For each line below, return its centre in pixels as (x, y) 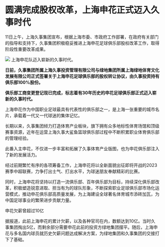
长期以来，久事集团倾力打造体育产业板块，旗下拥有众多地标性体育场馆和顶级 (82, 126)
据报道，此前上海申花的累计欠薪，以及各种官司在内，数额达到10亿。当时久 (80, 221)
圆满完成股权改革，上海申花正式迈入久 (82, 10)
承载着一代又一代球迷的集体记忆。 (48, 115)
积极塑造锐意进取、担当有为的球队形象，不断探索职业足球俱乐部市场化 (84, 188)
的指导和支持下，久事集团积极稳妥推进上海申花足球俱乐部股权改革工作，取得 (82, 43)
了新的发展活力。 (22, 155)
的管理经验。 (18, 138)
